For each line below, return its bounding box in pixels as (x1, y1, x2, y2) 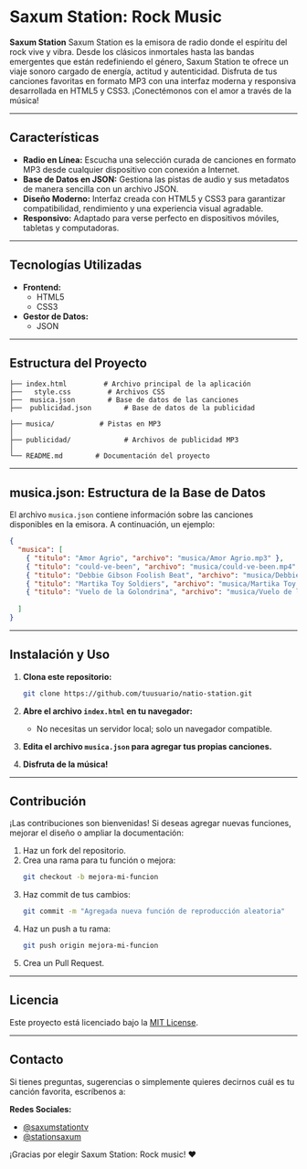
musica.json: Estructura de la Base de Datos (9, 484, 267, 500)
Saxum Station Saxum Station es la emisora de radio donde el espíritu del (9, 37, 288, 48)
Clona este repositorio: (22, 671, 112, 682)
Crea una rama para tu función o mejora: (22, 855, 176, 866)
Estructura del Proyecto (9, 355, 148, 371)
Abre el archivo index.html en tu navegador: (22, 706, 194, 717)
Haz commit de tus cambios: (22, 889, 131, 900)
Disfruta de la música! (22, 759, 109, 770)
